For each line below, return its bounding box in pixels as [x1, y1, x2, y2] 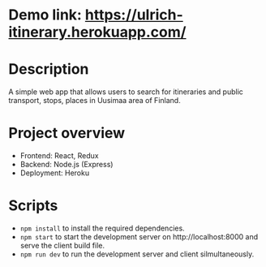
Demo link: [8, 6, 83, 24]
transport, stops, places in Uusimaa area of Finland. [8, 96, 181, 106]
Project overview [8, 124, 126, 143]
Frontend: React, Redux [19, 151, 99, 161]
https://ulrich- [84, 6, 184, 24]
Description [8, 60, 89, 79]
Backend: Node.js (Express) [19, 160, 114, 170]
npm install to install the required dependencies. [19, 223, 185, 233]
